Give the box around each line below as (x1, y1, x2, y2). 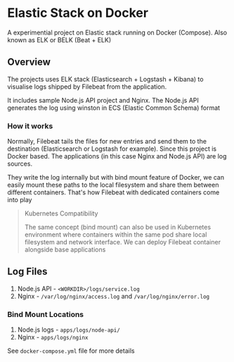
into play (7, 196, 32, 204)
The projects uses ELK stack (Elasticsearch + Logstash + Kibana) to (7, 75, 204, 83)
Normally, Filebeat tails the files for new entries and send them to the (7, 137, 207, 146)
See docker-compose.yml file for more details (7, 347, 135, 355)
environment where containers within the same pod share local (24, 230, 207, 239)
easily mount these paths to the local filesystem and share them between (7, 181, 219, 189)
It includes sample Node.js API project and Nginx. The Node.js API (7, 96, 199, 104)
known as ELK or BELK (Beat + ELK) (7, 35, 112, 44)
